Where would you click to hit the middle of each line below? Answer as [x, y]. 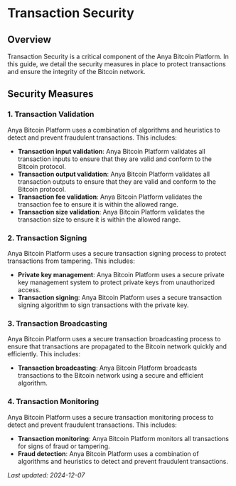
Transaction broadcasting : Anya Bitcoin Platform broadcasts [107, 368]
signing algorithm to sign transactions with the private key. [103, 305]
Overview [29, 40]
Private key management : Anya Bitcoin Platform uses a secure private [121, 274]
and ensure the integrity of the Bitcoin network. [76, 72]
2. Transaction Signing [47, 238]
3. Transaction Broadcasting [58, 324]
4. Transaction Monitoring [53, 402]
